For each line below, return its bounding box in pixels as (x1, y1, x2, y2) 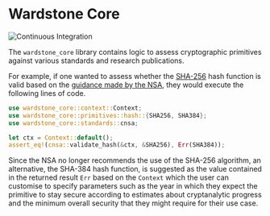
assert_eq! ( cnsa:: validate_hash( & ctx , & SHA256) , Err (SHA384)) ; (8, 141, 226, 149)
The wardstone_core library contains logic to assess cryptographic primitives (8, 47, 262, 56)
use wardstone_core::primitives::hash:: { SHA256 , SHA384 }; (8, 111, 207, 119)
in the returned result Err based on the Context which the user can (8, 172, 230, 182)
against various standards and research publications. (8, 56, 185, 65)
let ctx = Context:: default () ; (8, 134, 114, 142)
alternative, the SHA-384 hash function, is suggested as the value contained (8, 164, 262, 174)
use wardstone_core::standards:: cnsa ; (8, 118, 139, 127)
